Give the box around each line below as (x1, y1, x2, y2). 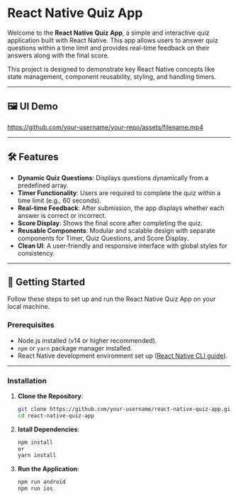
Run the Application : (17, 465, 79, 473)
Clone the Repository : (17, 392, 84, 400)
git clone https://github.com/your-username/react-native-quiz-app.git (17, 405, 234, 412)
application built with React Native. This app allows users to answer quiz (7, 35, 218, 44)
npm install (17, 439, 53, 446)
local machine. (7, 302, 50, 311)
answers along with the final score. (7, 51, 110, 60)
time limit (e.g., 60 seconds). (17, 196, 101, 204)
